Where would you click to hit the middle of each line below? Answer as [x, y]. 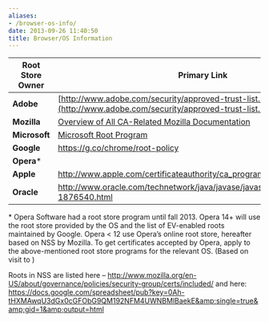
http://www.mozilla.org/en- [152, 275]
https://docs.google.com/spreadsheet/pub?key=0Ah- [97, 292]
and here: [231, 284]
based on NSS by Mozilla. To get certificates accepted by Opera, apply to [129, 243]
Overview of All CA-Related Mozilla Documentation [154, 122]
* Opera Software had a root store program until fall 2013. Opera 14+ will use [134, 217]
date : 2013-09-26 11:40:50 [53, 31]
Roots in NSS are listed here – [57, 275]
